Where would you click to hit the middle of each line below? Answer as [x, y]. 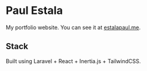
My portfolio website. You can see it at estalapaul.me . [73, 27]
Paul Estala [34, 11]
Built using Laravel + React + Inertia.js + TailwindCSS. [73, 61]
